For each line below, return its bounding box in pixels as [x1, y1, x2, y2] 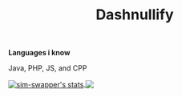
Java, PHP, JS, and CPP [8, 63, 87, 73]
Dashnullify [95, 6, 174, 24]
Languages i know [8, 47, 71, 57]
